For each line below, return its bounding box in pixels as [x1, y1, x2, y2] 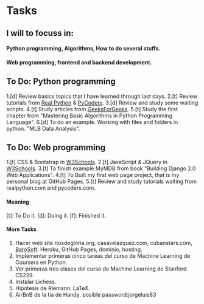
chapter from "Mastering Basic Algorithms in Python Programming [6, 112, 172, 119]
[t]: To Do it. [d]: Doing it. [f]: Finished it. [6, 212, 107, 219]
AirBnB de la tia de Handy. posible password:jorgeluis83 [15, 291, 157, 298]
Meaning [6, 198, 29, 206]
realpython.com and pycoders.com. [6, 184, 96, 192]
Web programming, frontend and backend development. [6, 58, 152, 66]
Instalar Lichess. [15, 278, 57, 285]
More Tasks [6, 226, 37, 233]
